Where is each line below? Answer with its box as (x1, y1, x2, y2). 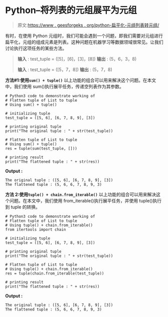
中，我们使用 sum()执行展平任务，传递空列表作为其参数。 (5, 83, 124, 89)
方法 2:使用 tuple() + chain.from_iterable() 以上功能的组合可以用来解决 (5, 191, 156, 197)
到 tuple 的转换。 (5, 204, 40, 210)
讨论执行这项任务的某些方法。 (5, 45, 67, 51)
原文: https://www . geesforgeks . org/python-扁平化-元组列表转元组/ (17, 22, 159, 28)
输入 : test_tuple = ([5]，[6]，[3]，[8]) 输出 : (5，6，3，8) (17, 56, 137, 62)
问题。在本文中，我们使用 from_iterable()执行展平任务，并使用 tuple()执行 (9, 197, 162, 203)
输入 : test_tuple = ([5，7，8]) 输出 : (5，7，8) (17, 66, 113, 73)
